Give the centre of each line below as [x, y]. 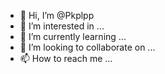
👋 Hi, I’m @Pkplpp [57, 15]
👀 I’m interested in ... [62, 26]
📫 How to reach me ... [66, 58]
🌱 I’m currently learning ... [73, 36]
